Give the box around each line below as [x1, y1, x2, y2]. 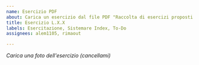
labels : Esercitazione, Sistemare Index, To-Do [6, 25, 127, 31]
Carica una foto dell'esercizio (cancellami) [6, 52, 111, 59]
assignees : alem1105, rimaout [6, 31, 82, 37]
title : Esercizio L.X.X [6, 19, 66, 25]
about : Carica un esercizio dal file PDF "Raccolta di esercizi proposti [6, 14, 194, 20]
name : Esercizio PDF [6, 8, 58, 15]
